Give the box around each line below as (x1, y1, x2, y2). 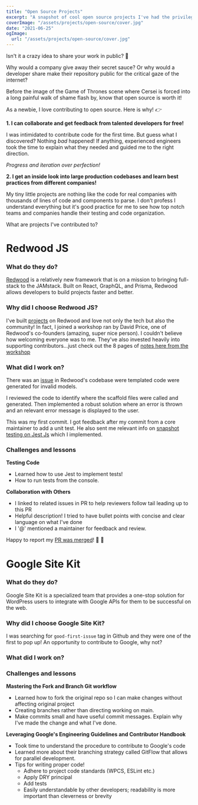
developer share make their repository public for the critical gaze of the (6, 70, 180, 77)
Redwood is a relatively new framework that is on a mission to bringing (6, 276, 178, 283)
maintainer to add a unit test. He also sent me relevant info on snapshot (6, 425, 180, 432)
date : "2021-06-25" (6, 25, 54, 31)
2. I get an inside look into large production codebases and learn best (6, 173, 179, 180)
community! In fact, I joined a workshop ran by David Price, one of (6, 323, 167, 330)
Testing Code (6, 459, 40, 466)
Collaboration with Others (6, 489, 71, 496)
